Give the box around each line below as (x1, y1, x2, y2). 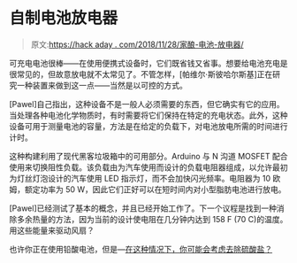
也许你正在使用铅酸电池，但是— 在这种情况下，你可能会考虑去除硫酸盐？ (9, 244, 272, 254)
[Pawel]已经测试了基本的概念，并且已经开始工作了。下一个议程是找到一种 (9, 203, 277, 213)
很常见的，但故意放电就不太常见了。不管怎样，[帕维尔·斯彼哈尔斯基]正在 (9, 68, 273, 80)
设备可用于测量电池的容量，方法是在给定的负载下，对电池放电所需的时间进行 (9, 120, 288, 131)
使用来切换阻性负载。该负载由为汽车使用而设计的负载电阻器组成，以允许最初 (9, 161, 288, 173)
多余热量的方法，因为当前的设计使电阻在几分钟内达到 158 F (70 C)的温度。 (16, 213, 288, 224)
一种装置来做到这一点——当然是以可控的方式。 (16, 80, 187, 90)
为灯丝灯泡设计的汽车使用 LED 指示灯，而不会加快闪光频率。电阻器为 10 (9, 173, 271, 183)
